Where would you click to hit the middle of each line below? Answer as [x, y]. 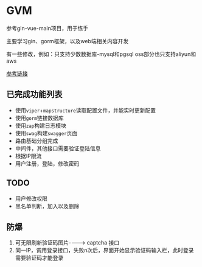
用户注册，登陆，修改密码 [47, 163]
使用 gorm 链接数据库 [39, 118]
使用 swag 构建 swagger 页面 [46, 133]
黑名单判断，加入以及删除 [47, 206]
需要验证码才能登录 [39, 258]
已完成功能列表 [34, 95]
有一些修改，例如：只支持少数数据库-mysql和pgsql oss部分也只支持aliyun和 [101, 54]
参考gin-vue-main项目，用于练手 [47, 28]
